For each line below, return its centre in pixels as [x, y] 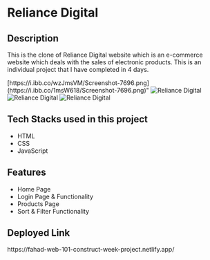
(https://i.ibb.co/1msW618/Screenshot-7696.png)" [78, 90]
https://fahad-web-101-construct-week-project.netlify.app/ [91, 250]
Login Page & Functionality [55, 196]
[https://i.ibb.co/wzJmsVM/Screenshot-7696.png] [78, 83]
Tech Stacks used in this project [78, 119]
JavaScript [32, 151]
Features [27, 173]
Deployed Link [39, 233]
